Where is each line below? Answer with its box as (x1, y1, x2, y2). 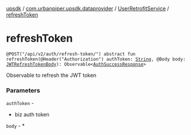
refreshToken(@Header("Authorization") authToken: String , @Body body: (6, 56, 186, 62)
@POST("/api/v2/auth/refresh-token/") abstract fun (6, 51, 136, 57)
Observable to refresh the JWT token (6, 72, 97, 79)
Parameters (6, 86, 40, 95)
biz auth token (14, 111, 50, 118)
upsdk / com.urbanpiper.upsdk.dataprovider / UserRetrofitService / (6, 5, 169, 12)
